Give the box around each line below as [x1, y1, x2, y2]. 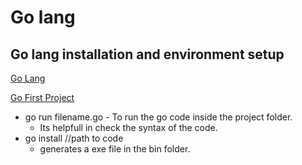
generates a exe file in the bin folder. [39, 143, 191, 155]
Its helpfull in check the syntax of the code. [39, 122, 218, 133]
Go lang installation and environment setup [10, 46, 285, 63]
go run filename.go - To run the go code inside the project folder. [24, 111, 293, 123]
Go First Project [10, 92, 75, 103]
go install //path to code [24, 132, 124, 144]
